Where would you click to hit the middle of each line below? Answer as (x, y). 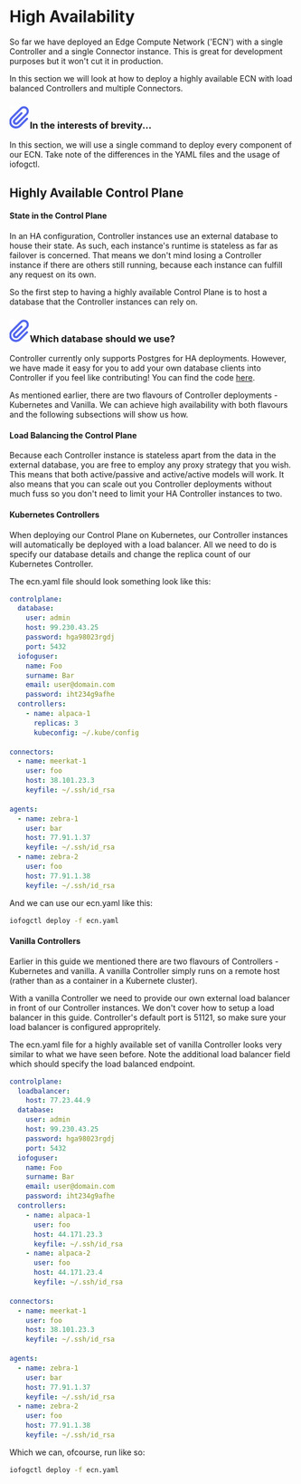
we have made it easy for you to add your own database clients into (136, 368)
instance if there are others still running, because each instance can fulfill (146, 265)
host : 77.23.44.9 (58, 1101)
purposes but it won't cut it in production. (86, 61)
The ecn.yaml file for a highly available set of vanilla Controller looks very (146, 1045)
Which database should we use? (103, 339)
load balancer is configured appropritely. (85, 1026)
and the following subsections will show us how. (99, 415)
